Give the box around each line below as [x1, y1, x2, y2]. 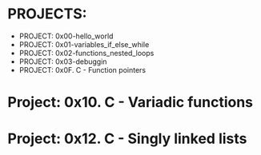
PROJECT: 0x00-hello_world [18, 31, 114, 41]
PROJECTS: [7, 5, 87, 23]
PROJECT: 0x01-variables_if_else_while [18, 39, 150, 49]
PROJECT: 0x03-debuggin [18, 57, 107, 66]
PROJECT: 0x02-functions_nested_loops [18, 48, 155, 58]
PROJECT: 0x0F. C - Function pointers [18, 65, 146, 74]
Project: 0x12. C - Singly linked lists [7, 129, 247, 148]
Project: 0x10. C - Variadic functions [7, 93, 254, 112]
